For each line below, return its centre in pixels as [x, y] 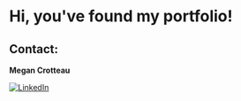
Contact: [34, 49]
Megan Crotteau [40, 70]
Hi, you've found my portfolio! [121, 16]
